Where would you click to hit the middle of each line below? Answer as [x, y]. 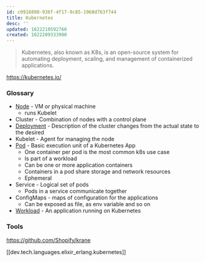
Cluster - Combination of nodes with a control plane [81, 120]
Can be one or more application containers [79, 165]
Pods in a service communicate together [75, 191]
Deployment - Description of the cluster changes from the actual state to [107, 126]
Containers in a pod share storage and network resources [97, 172]
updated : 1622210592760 [37, 29]
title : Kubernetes [30, 18]
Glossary [20, 93]
